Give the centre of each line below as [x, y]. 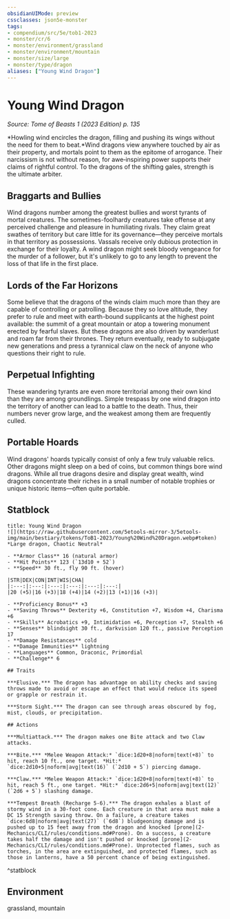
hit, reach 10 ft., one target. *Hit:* [64, 761]
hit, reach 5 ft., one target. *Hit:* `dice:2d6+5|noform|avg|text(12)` [114, 785]
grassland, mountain [36, 908]
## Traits [21, 670]
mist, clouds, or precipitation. [55, 713]
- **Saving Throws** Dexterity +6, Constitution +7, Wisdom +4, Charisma [115, 610]
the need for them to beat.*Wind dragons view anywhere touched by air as [114, 145]
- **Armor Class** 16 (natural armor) [63, 556]
